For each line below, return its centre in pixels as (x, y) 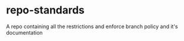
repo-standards (46, 10)
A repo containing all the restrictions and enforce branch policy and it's (92, 26)
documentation (24, 32)
